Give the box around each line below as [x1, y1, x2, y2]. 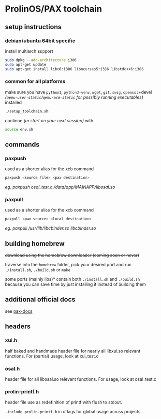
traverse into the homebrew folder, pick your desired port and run [5, 262, 132, 268]
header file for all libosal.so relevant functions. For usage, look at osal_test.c [5, 376, 156, 382]
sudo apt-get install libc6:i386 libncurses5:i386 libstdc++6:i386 [5, 66, 144, 71]
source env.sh [5, 127, 34, 132]
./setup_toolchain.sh [5, 109, 49, 113]
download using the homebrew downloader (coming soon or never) [5, 252, 139, 258]
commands [5, 140, 40, 148]
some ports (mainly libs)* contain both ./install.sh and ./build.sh [5, 276, 140, 282]
